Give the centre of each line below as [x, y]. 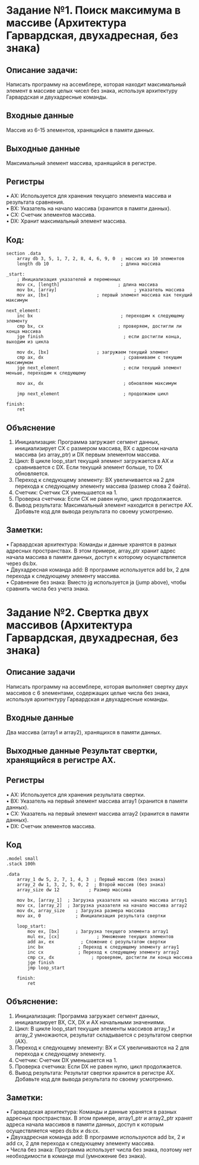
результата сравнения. [35, 202]
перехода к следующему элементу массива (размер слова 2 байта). [102, 486]
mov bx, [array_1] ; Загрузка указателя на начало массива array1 [102, 900]
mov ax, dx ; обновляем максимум [97, 384]
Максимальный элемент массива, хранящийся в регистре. [81, 163]
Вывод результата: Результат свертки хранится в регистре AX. [95, 1072]
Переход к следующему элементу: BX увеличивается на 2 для [94, 480]
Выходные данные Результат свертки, [82, 751]
